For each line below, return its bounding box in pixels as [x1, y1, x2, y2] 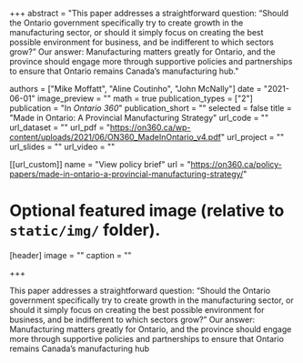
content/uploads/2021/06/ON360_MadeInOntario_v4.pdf [9, 132, 221, 142]
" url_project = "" [220, 132, 285, 142]
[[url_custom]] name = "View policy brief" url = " [9, 159, 191, 169]
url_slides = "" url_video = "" [9, 141, 116, 152]
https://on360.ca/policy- [190, 159, 282, 169]
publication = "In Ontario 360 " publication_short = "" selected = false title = [9, 103, 293, 113]
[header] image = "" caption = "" [9, 249, 132, 260]
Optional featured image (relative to [9, 200, 285, 221]
